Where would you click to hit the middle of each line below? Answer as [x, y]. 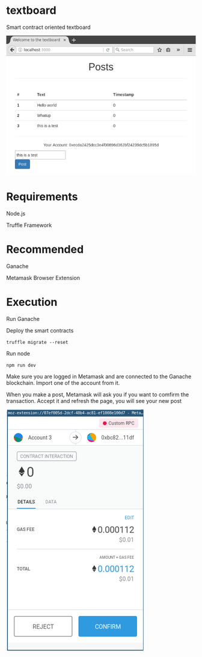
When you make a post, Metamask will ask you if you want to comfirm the [98, 394]
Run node [18, 353]
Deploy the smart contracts [40, 330]
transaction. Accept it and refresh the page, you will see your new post [94, 400]
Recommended [45, 249]
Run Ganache [23, 319]
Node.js [16, 213]
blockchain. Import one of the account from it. [63, 382]
